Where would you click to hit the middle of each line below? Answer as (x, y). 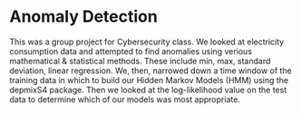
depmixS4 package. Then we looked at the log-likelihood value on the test (148, 90)
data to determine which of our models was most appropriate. (125, 99)
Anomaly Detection (84, 17)
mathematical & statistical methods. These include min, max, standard (140, 61)
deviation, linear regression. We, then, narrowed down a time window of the (150, 71)
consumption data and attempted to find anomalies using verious (131, 51)
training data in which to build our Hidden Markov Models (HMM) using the (149, 80)
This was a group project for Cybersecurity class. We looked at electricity (147, 42)
